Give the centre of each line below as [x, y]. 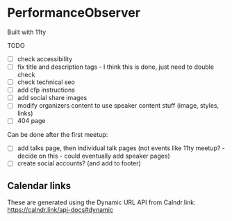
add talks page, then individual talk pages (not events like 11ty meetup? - [121, 148]
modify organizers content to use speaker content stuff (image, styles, [118, 106]
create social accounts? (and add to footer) [79, 163]
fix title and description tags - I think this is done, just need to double [115, 67]
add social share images [52, 98]
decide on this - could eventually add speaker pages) [93, 156]
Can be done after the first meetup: [58, 135]
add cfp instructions [46, 90]
